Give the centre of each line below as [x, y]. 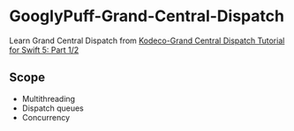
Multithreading [49, 98]
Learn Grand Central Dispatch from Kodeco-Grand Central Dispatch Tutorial [147, 40]
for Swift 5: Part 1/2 [44, 49]
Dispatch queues [53, 108]
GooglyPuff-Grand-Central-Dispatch [147, 16]
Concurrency [46, 117]
